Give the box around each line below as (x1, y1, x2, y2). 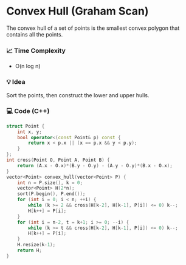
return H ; (17, 247, 43, 253)
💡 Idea (6, 78, 26, 86)
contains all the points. (6, 30, 63, 38)
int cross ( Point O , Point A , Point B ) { (6, 157, 111, 163)
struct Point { (6, 123, 45, 129)
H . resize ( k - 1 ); (17, 242, 56, 248)
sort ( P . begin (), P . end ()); (17, 191, 86, 197)
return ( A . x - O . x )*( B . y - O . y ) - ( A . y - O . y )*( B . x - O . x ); (17, 162, 173, 168)
